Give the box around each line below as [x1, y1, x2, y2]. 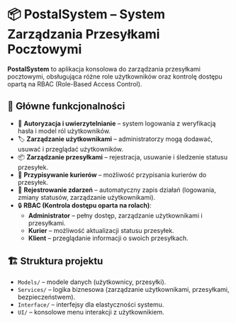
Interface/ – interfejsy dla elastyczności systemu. [17, 300, 164, 309]
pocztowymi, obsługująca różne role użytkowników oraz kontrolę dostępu [7, 72, 223, 81]
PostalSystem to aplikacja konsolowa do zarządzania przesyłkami [7, 64, 201, 73]
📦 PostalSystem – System [7, 6, 165, 23]
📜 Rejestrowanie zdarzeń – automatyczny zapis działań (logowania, [17, 186, 216, 194]
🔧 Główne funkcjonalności [7, 101, 125, 113]
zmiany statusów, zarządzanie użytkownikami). [17, 193, 156, 201]
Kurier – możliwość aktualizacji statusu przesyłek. [28, 226, 175, 234]
